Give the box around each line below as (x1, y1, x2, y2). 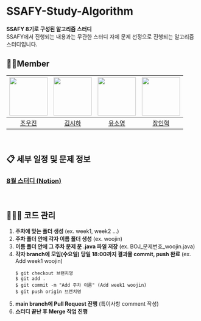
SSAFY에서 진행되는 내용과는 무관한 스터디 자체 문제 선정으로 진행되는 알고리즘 (6, 32, 194, 40)
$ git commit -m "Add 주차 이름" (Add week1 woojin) (15, 282, 147, 289)
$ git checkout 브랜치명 (15, 270, 73, 276)
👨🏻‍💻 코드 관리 (6, 210, 56, 221)
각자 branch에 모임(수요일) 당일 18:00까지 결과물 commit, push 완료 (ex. (15, 251, 191, 258)
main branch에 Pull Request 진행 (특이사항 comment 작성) (15, 300, 160, 308)
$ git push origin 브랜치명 (15, 289, 82, 295)
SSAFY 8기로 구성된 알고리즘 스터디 (6, 25, 92, 32)
